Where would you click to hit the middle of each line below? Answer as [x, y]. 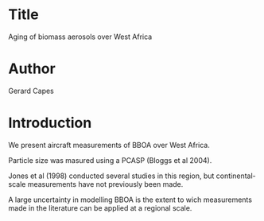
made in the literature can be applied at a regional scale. [100, 207]
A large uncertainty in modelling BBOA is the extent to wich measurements [130, 200]
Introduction [50, 123]
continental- [236, 176]
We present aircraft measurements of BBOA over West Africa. [109, 145]
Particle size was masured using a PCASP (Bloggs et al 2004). [110, 160]
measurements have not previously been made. [105, 184]
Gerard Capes [31, 91]
